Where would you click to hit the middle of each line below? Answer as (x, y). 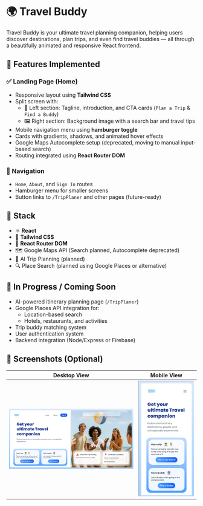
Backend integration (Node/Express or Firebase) (75, 340)
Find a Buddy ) (41, 114)
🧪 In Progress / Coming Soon (61, 287)
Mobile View (166, 375)
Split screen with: (37, 101)
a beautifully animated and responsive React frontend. (74, 45)
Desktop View (71, 375)
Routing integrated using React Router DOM (70, 155)
